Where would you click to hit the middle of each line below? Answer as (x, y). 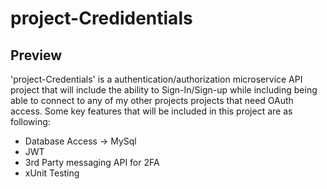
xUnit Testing (52, 173)
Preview (36, 55)
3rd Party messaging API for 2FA (92, 162)
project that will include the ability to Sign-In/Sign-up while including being (164, 90)
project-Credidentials (101, 18)
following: (30, 121)
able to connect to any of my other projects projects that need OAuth (152, 100)
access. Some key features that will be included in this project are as (151, 111)
